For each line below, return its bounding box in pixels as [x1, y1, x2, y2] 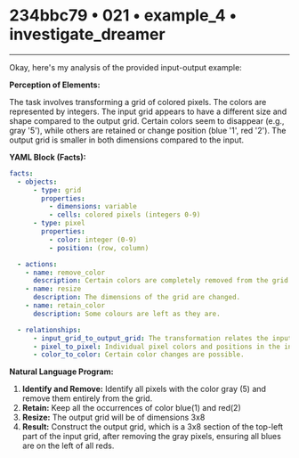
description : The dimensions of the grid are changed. [32, 293, 241, 302]
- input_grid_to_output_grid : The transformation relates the [32, 333, 269, 343]
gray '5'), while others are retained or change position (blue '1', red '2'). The [9, 125, 287, 135]
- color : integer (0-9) [48, 235, 138, 244]
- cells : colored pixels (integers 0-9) [48, 210, 201, 219]
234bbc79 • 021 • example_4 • [9, 5, 238, 26]
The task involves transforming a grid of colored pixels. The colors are [9, 96, 267, 107]
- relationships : [17, 325, 82, 334]
